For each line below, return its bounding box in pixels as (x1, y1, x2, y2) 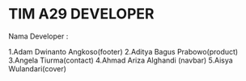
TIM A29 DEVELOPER (8, 5, 155, 23)
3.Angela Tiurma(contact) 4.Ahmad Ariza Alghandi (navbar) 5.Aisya (8, 55, 233, 65)
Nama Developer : (8, 31, 69, 41)
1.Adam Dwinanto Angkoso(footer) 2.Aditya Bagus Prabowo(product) (8, 47, 239, 56)
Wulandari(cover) (8, 63, 67, 73)
